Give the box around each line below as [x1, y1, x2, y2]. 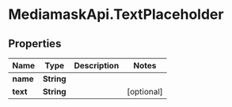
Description [74, 61, 120, 71]
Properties [8, 37, 62, 50]
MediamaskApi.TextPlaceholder [8, 6, 224, 24]
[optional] [126, 87, 164, 97]
